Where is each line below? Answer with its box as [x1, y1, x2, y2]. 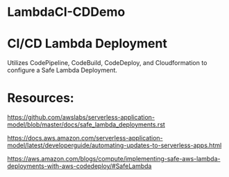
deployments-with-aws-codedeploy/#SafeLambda [7, 162, 152, 170]
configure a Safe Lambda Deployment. [7, 66, 118, 75]
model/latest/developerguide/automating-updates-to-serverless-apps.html [7, 141, 222, 149]
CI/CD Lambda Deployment [7, 36, 168, 52]
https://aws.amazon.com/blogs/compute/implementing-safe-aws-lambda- [7, 155, 221, 163]
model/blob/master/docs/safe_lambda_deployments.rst [7, 120, 165, 129]
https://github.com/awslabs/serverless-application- [7, 113, 155, 122]
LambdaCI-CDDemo [7, 4, 126, 20]
